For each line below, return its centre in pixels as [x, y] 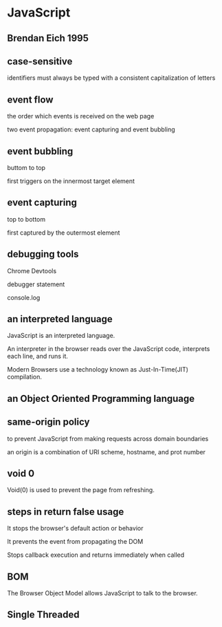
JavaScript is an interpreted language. [61, 336]
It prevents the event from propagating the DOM [75, 542]
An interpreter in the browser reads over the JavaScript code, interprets [109, 349]
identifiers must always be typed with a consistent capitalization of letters [111, 78]
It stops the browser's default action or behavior [75, 529]
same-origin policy [48, 422]
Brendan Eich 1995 [48, 38]
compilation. [25, 377]
